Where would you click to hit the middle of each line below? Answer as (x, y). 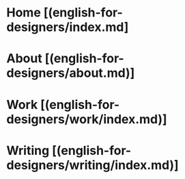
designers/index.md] (68, 27)
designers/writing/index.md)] (92, 165)
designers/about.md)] (71, 73)
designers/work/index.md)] (87, 119)
